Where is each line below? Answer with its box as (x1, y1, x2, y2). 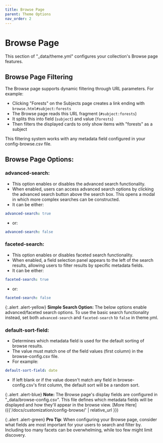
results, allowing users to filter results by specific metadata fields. (12, 262, 144, 268)
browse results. (12, 343, 43, 349)
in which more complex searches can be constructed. (12, 196, 120, 202)
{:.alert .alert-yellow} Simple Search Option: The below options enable (5, 304, 147, 310)
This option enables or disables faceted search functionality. (12, 252, 134, 258)
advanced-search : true (5, 211, 51, 216)
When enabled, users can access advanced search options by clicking (12, 186, 154, 192)
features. (5, 59, 23, 64)
